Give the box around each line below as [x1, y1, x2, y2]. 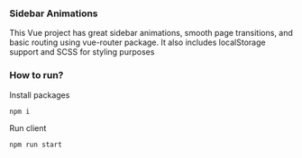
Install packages [9, 89, 70, 101]
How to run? [9, 69, 64, 82]
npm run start [9, 140, 63, 149]
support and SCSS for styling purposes [9, 47, 155, 57]
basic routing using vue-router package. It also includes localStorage [9, 37, 266, 48]
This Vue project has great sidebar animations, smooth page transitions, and [9, 28, 293, 39]
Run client [9, 122, 47, 133]
